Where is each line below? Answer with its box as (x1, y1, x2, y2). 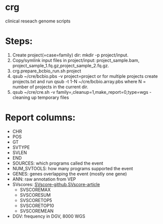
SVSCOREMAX (19, 187, 51, 193)
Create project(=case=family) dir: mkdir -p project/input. (12, 52, 129, 58)
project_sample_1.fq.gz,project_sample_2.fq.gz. (12, 62, 110, 68)
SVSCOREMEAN (19, 208, 54, 214)
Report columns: (5, 112, 76, 123)
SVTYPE (12, 144, 30, 150)
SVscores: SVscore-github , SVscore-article (12, 181, 100, 187)
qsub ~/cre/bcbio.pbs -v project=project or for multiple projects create (12, 73, 158, 79)
